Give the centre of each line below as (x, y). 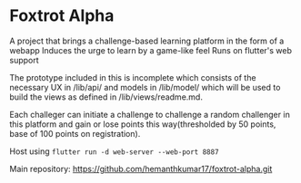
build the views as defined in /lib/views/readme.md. (106, 97)
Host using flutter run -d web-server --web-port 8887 (115, 151)
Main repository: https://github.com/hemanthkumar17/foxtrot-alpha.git (141, 169)
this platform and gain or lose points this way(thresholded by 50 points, (143, 124)
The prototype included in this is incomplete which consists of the (133, 77)
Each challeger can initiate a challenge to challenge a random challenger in (150, 114)
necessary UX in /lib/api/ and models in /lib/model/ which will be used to (145, 87)
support (24, 60)
